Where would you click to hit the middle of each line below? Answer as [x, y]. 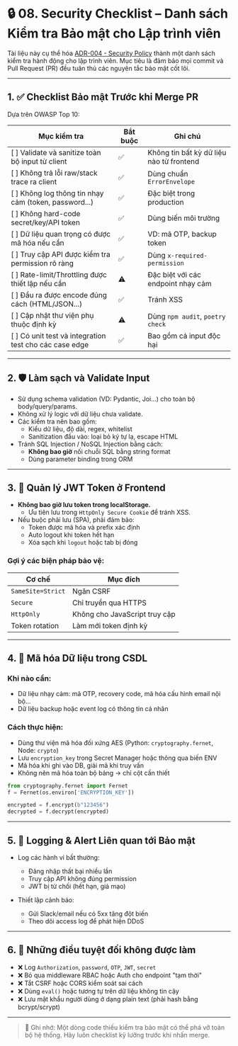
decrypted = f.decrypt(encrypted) [58, 812]
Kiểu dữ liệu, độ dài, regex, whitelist [80, 428]
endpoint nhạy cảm [180, 283]
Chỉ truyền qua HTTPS [109, 603]
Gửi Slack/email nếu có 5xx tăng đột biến [88, 914]
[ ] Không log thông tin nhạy [57, 193]
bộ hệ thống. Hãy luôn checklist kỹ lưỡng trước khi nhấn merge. [117, 1035]
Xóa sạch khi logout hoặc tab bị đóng [83, 542]
